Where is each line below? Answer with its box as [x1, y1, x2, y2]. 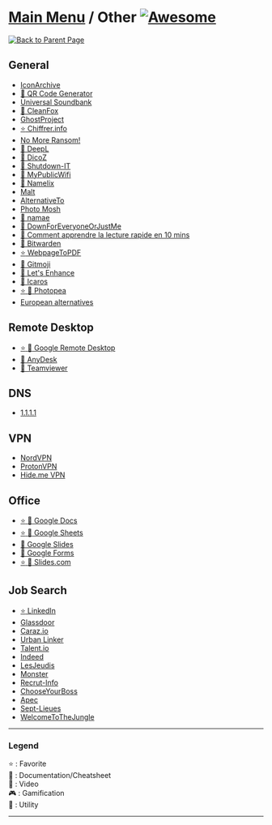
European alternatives [19, 297, 94, 307]
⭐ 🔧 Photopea [19, 285, 66, 295]
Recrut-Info [19, 678, 59, 687]
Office [8, 494, 40, 507]
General [8, 58, 50, 72]
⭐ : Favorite [8, 759, 47, 769]
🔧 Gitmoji [19, 259, 51, 269]
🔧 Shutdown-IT [19, 160, 71, 170]
